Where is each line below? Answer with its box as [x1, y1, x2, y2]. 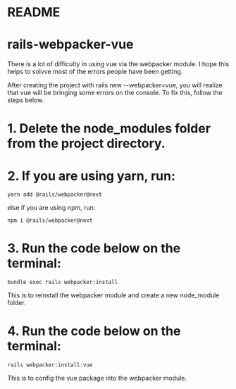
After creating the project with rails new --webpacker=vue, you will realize [7, 81, 223, 89]
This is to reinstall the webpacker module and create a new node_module [7, 291, 220, 300]
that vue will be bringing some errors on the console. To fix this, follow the [7, 89, 223, 97]
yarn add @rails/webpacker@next [7, 191, 102, 198]
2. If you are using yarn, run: [7, 168, 176, 184]
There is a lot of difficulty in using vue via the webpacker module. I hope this [7, 60, 230, 68]
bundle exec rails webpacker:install [7, 279, 118, 286]
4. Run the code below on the [7, 323, 181, 339]
